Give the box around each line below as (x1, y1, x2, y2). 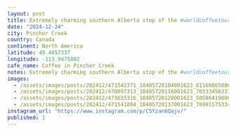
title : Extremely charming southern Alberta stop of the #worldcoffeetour (7, 17, 231, 24)
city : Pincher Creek (7, 29, 68, 37)
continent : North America (7, 43, 83, 50)
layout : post (7, 10, 46, 17)
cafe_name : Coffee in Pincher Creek (7, 62, 114, 69)
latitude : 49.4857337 (7, 50, 71, 57)
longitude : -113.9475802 (7, 56, 80, 63)
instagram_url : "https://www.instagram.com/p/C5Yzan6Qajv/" (7, 108, 188, 115)
